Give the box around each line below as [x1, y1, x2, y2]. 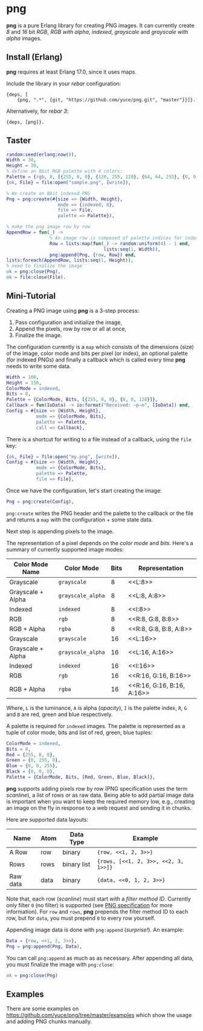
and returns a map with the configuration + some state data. [6, 515, 153, 523]
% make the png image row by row [6, 224, 91, 230]
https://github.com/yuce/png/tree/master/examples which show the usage [6, 1012, 192, 1019]
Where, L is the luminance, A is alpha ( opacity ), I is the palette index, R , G [6, 704, 187, 711]
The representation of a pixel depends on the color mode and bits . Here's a [6, 539, 193, 546]
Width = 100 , [6, 374, 39, 380]
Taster [6, 135, 31, 146]
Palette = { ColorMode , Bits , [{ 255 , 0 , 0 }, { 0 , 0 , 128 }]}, [6, 397, 158, 403]
